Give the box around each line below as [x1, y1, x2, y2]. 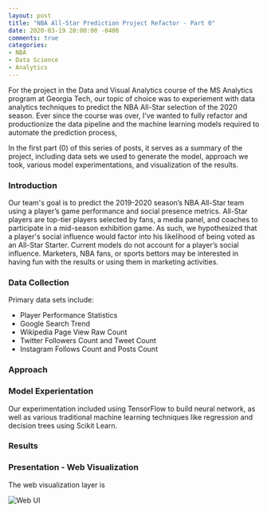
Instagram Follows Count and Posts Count [19, 344, 158, 354]
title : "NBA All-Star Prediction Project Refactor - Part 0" [8, 19, 216, 27]
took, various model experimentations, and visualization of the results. [8, 160, 239, 170]
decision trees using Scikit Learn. [8, 420, 118, 430]
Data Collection [8, 276, 69, 287]
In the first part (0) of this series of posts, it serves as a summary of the [8, 143, 243, 152]
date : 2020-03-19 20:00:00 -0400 [8, 26, 120, 34]
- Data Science [8, 57, 59, 64]
